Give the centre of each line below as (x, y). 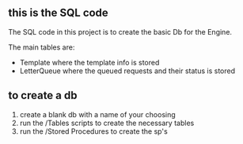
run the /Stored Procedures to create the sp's (93, 131)
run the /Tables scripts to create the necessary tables (107, 123)
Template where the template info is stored (89, 62)
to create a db (43, 96)
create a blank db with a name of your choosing (97, 114)
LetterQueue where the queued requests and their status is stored (127, 71)
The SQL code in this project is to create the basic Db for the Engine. (120, 31)
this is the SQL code (58, 13)
